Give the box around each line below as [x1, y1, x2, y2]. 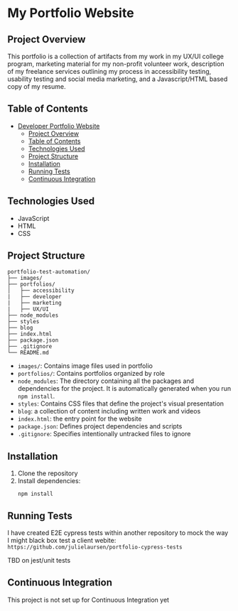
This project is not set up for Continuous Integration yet [7, 595, 169, 604]
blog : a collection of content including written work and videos [17, 407, 201, 416]
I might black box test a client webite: [7, 536, 117, 545]
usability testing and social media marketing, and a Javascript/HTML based [7, 75, 228, 83]
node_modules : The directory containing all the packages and [17, 377, 194, 385]
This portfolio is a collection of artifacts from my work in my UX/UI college [7, 52, 224, 60]
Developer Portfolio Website [17, 121, 100, 130]
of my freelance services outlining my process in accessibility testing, [7, 67, 212, 75]
